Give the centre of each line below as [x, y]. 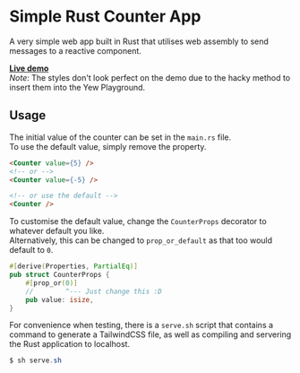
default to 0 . [31, 250]
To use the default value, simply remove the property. [108, 146]
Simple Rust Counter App [105, 17]
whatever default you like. [57, 231]
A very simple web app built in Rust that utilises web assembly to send [139, 41]
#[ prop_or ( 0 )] [51, 283]
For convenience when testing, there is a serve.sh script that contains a [141, 325]
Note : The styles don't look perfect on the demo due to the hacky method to [150, 77]
